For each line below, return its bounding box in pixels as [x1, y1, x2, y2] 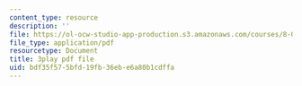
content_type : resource [9, 13, 99, 22]
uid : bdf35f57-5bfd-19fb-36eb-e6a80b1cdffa [9, 64, 175, 73]
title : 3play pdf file [9, 55, 94, 64]
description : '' [9, 21, 70, 30]
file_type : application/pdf [9, 38, 115, 47]
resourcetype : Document [9, 47, 99, 56]
